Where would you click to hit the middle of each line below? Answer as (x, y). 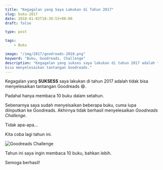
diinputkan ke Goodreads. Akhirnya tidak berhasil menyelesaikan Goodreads (81, 110)
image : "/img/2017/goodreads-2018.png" (45, 54)
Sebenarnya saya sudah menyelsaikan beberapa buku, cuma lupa (71, 105)
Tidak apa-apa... (21, 125)
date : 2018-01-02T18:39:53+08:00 (39, 18)
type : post (16, 32)
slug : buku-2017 (21, 14)
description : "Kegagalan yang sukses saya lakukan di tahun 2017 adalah (80, 63)
